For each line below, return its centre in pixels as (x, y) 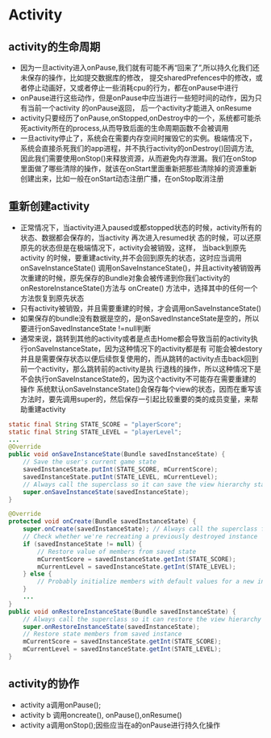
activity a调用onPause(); (60, 705)
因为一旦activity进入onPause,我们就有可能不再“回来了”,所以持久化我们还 (140, 67)
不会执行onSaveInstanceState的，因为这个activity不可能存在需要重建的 (138, 379)
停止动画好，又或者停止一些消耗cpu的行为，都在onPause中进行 (133, 88)
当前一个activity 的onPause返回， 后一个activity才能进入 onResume (140, 108)
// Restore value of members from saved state (117, 551)
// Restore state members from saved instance (102, 634)
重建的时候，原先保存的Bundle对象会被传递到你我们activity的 (129, 278)
